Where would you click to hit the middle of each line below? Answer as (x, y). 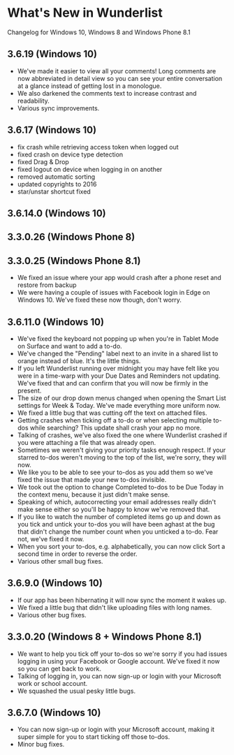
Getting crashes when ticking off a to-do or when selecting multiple (114, 420)
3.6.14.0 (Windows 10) (57, 213)
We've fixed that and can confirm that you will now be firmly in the (113, 383)
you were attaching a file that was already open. (86, 442)
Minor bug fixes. (41, 745)
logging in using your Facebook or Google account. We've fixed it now (118, 661)
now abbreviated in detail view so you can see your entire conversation (120, 78)
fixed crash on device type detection (70, 154)
